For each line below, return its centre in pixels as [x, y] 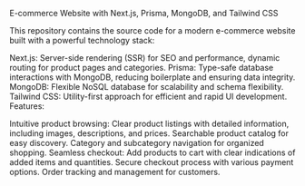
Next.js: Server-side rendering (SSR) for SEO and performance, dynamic [145, 58]
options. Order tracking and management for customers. [115, 172]
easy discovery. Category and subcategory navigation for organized [137, 143]
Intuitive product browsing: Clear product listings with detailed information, [149, 123]
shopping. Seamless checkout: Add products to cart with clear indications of [152, 152]
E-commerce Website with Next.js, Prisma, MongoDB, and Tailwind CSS [144, 13]
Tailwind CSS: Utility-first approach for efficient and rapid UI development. [148, 96]
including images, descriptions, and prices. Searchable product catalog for [149, 133]
